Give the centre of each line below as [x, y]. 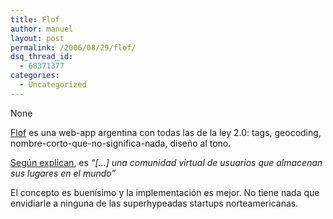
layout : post [37, 38]
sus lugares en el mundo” [63, 173]
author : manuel [42, 29]
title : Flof [35, 19]
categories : [35, 76]
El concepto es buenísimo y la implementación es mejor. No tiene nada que [165, 192]
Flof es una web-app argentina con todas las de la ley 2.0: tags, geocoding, [166, 132]
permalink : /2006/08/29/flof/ [73, 47]
